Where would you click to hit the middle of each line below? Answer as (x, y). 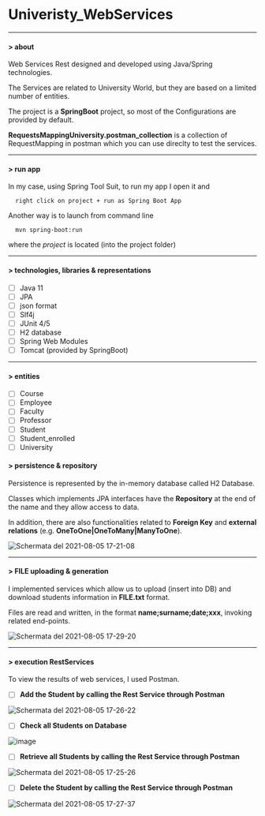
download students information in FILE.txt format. (89, 597)
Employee (36, 402)
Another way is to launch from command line (81, 215)
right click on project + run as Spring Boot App (98, 201)
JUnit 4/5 (35, 323)
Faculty (32, 411)
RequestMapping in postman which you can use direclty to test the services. (132, 144)
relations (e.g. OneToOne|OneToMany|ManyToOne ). (95, 530)
